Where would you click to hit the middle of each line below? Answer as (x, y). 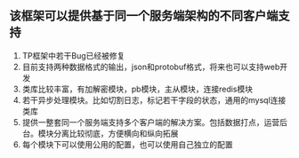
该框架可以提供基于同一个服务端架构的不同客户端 (144, 16)
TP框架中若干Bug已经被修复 (73, 55)
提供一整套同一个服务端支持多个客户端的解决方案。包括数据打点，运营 (151, 122)
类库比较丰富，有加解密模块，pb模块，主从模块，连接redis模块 (137, 89)
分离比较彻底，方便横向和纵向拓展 (116, 133)
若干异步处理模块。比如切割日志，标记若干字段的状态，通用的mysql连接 (154, 99)
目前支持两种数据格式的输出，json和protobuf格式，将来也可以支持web (151, 67)
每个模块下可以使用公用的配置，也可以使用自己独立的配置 (127, 144)
